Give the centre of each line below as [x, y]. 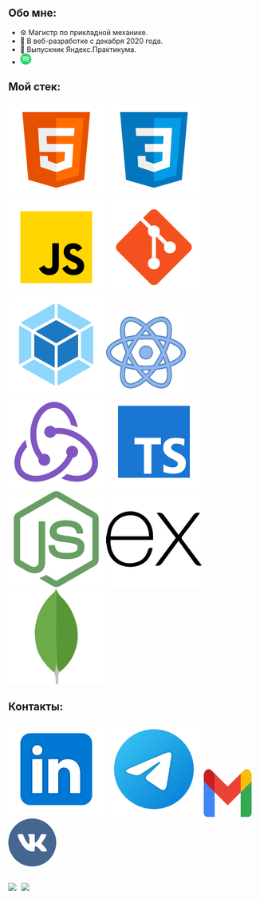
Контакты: [36, 707]
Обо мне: [33, 13]
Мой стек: [35, 87]
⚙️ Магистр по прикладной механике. [84, 32]
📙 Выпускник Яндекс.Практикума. [78, 49]
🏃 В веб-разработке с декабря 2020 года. [91, 41]
